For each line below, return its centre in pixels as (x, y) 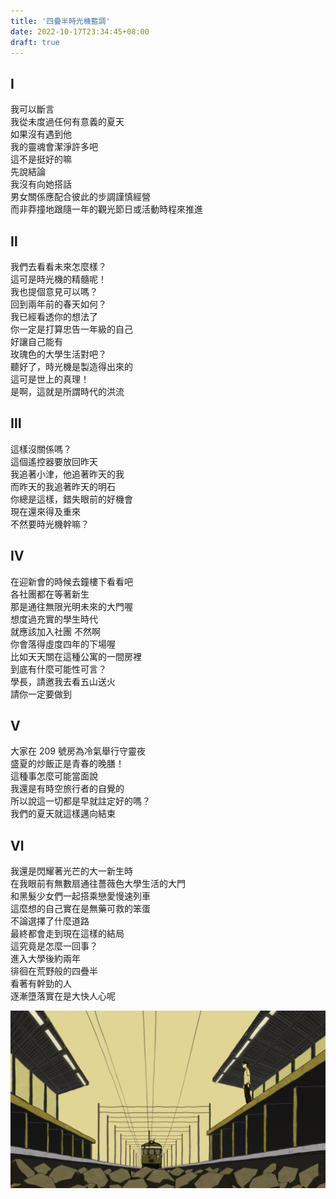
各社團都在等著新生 (50, 594)
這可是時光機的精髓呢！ (58, 279)
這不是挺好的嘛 (41, 159)
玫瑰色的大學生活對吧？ (58, 354)
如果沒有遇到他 (41, 134)
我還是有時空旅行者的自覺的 (67, 789)
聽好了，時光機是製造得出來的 (71, 366)
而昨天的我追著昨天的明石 (63, 486)
